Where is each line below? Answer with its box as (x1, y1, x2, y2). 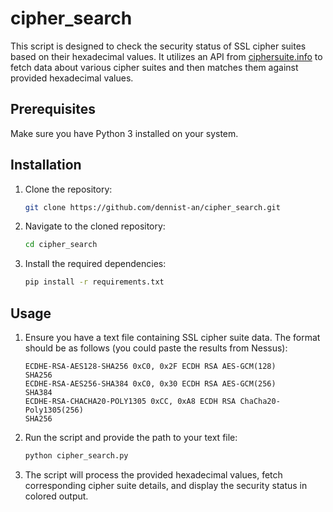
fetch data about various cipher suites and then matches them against (10, 61, 299, 73)
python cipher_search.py (24, 451, 129, 461)
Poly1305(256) (24, 405, 84, 415)
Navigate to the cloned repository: (24, 220, 166, 232)
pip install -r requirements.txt (24, 277, 165, 287)
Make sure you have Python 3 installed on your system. (10, 127, 239, 139)
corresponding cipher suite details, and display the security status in (24, 479, 308, 491)
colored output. (24, 490, 89, 502)
